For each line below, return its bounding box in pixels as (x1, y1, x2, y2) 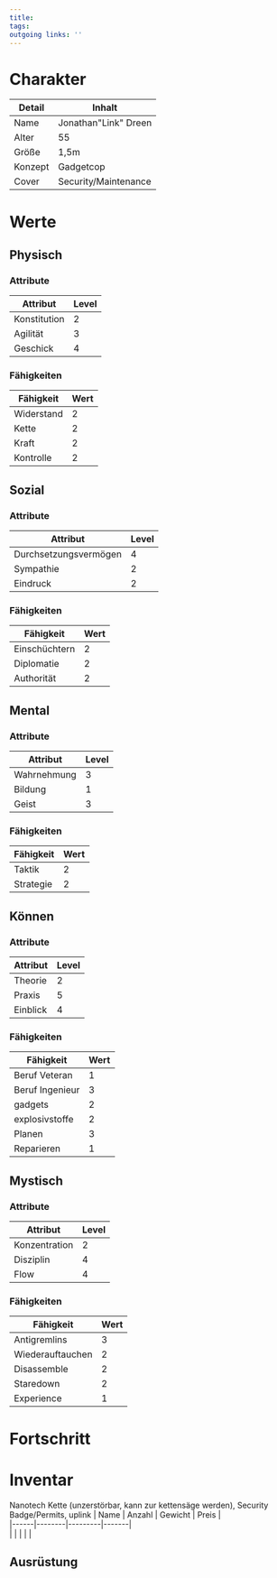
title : (9, 13, 34, 23)
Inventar (9, 1470, 74, 1490)
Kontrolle (14, 452, 52, 465)
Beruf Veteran (14, 1069, 73, 1082)
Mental (9, 703, 50, 718)
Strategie (14, 878, 52, 891)
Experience (14, 1392, 62, 1405)
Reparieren (14, 1142, 61, 1155)
